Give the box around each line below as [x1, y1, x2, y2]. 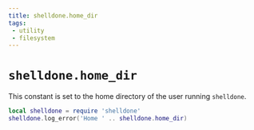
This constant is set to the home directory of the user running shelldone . [8, 92, 247, 101]
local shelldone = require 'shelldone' [8, 107, 141, 116]
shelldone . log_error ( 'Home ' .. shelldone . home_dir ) [8, 115, 188, 123]
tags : [8, 19, 26, 27]
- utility [11, 26, 45, 34]
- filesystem [11, 33, 56, 42]
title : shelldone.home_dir [8, 11, 98, 20]
